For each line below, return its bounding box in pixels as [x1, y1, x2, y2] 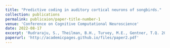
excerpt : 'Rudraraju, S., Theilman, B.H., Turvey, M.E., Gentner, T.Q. [5, 30, 159, 35]
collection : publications [5, 12, 60, 17]
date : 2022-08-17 [5, 26, 42, 31]
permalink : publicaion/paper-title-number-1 [5, 16, 101, 21]
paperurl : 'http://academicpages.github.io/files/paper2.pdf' [5, 35, 139, 40]
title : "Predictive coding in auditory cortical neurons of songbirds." [5, 7, 162, 12]
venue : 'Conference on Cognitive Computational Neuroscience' [5, 21, 139, 26]
